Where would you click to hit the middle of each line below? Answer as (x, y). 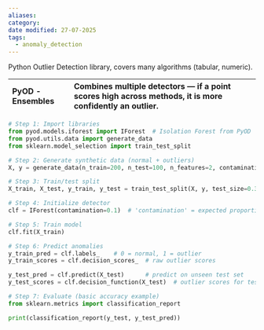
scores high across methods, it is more (148, 97)
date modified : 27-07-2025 (52, 30)
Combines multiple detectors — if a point (152, 86)
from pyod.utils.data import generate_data (81, 138)
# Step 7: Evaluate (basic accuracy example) (84, 296)
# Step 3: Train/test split (54, 181)
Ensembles (33, 101)
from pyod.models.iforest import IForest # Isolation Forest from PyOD (130, 131)
